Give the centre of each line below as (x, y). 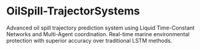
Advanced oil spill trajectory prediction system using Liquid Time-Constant (101, 28)
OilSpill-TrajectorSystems (73, 11)
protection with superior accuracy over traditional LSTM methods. (89, 40)
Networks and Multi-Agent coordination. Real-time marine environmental (98, 34)
